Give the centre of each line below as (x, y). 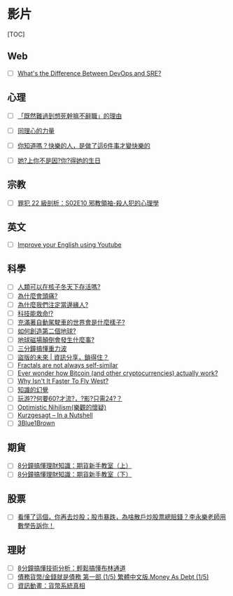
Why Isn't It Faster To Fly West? (63, 381)
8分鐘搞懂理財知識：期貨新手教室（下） (75, 475)
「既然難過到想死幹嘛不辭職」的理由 (70, 116)
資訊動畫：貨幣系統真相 (51, 585)
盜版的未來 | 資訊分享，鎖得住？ (63, 357)
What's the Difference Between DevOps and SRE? (89, 73)
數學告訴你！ (36, 526)
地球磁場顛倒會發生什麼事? (56, 339)
